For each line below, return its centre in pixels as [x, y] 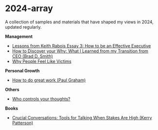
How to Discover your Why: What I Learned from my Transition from [80, 51]
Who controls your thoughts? [41, 99]
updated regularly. [23, 27]
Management [19, 36]
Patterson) [23, 123]
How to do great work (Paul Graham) [49, 80]
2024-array [29, 8]
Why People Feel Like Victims [42, 61]
